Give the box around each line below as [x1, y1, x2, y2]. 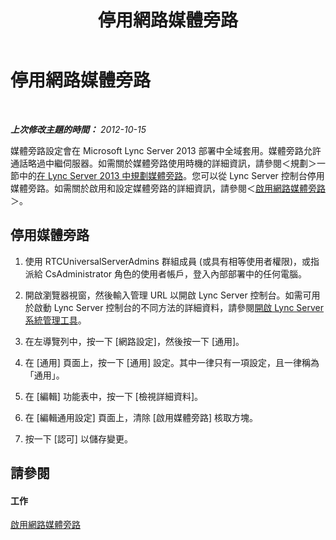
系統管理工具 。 [24, 314, 87, 326]
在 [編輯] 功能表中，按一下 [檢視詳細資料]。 [24, 390, 204, 402]
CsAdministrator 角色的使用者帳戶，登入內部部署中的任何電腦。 [44, 267, 308, 280]
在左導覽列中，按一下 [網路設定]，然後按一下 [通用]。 [24, 335, 245, 347]
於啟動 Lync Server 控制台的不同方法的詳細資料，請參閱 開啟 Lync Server [24, 301, 325, 313]
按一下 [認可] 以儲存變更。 [24, 432, 133, 445]
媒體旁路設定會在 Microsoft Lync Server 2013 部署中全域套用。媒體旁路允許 [10, 144, 322, 156]
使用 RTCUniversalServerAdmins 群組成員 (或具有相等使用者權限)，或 [24, 255, 312, 267]
